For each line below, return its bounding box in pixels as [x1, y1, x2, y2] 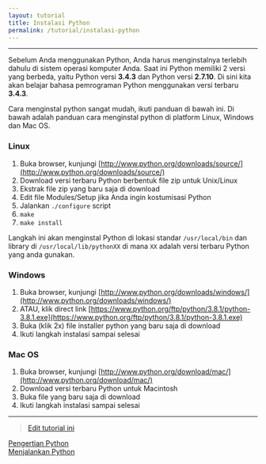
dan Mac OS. [8, 121, 51, 130]
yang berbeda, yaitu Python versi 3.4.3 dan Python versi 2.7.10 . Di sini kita [8, 72, 252, 81]
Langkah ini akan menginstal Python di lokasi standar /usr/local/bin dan [8, 232, 248, 242]
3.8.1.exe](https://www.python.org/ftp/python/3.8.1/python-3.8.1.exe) [19, 312, 243, 322]
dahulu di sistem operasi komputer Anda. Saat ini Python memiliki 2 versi [8, 64, 245, 74]
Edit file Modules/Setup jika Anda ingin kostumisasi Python [19, 192, 211, 202]
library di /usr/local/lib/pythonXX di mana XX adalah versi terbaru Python [8, 241, 249, 251]
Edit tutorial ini [27, 424, 75, 433]
